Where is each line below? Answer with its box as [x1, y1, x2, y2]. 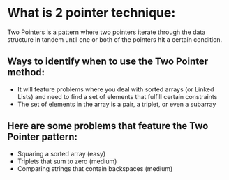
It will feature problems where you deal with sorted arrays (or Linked [17, 85, 214, 93]
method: [7, 66, 45, 78]
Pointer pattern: [7, 131, 78, 143]
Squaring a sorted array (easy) [17, 149, 106, 158]
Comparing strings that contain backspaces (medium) [17, 164, 173, 172]
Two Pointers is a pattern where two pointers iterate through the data [7, 28, 206, 36]
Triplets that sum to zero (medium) [17, 157, 117, 165]
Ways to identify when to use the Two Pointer [7, 56, 209, 68]
